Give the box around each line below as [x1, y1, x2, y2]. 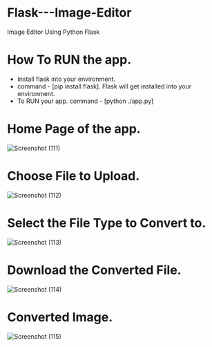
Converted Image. [7, 309, 113, 325]
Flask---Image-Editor [7, 5, 132, 21]
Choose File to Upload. [7, 168, 140, 184]
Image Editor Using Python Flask [7, 28, 100, 36]
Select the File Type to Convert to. [7, 215, 206, 231]
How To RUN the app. [7, 52, 132, 68]
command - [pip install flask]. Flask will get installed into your [17, 82, 192, 91]
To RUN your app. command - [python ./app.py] [17, 97, 154, 105]
